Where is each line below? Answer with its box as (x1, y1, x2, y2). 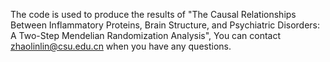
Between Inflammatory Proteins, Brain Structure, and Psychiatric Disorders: (10, 19, 321, 31)
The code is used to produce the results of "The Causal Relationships (10, 9, 297, 20)
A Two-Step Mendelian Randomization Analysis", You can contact (10, 30, 282, 41)
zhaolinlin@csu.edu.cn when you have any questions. (10, 40, 232, 52)
